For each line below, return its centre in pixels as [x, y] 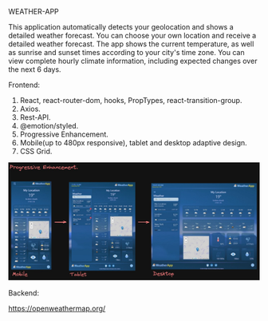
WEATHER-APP [34, 12]
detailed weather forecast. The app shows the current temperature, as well [131, 44]
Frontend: [24, 85]
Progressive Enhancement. [64, 134]
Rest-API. [35, 117]
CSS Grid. [36, 151]
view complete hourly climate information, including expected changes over [133, 61]
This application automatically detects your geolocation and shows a [121, 27]
